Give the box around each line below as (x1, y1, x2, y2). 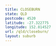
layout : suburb (5, 34, 36, 39)
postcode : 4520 (5, 16, 36, 21)
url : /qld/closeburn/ (5, 29, 49, 34)
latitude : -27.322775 (5, 20, 49, 25)
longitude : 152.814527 (5, 25, 51, 30)
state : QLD (5, 11, 27, 16)
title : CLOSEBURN (5, 7, 40, 12)
